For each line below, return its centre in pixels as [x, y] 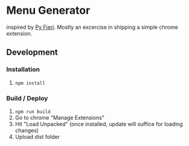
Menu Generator [48, 11]
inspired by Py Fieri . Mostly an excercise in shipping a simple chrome [92, 27]
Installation [23, 70]
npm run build [33, 112]
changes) [27, 130]
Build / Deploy [27, 98]
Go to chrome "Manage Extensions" [59, 117]
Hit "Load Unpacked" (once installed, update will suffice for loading [99, 124]
